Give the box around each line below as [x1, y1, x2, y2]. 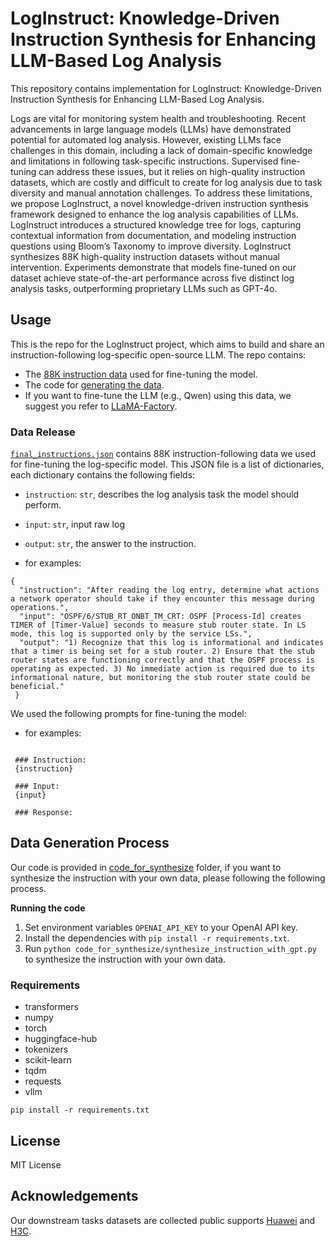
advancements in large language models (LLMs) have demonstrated [10, 123, 292, 135]
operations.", [10, 603, 70, 613]
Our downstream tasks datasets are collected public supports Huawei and [10, 1214, 316, 1226]
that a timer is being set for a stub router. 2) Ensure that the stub [10, 647, 315, 657]
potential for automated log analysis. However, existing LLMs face [10, 133, 282, 146]
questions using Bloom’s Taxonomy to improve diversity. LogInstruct [10, 240, 292, 252]
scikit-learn [24, 1054, 72, 1066]
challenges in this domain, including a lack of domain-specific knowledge [10, 144, 313, 156]
